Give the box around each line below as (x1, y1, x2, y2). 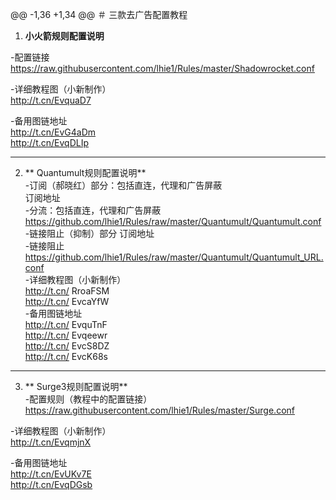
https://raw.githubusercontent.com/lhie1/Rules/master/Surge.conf (24, 404, 295, 416)
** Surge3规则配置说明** (24, 381, 128, 392)
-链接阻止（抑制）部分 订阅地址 (24, 228, 155, 239)
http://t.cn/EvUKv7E (10, 468, 92, 480)
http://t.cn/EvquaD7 (10, 94, 92, 106)
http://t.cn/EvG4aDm (10, 126, 97, 138)
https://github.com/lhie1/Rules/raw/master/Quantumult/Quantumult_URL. (24, 251, 324, 263)
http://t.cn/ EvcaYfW (24, 296, 110, 307)
